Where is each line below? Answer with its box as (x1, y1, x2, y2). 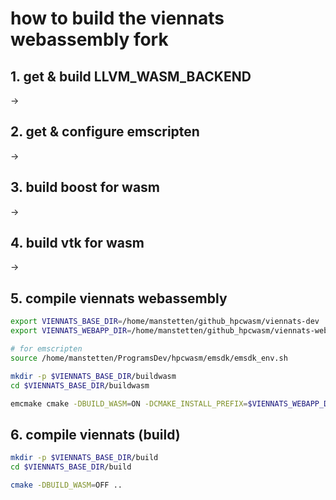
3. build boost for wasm (10, 179, 161, 196)
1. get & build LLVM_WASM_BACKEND (10, 68, 252, 85)
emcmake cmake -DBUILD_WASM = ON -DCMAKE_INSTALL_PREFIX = (10, 398, 248, 409)
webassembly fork (10, 28, 169, 51)
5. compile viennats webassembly (10, 290, 228, 307)
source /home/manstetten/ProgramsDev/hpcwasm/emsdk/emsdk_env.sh (10, 353, 288, 363)
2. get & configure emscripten (10, 123, 200, 141)
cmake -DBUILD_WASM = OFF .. (10, 480, 123, 490)
